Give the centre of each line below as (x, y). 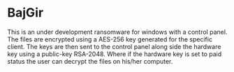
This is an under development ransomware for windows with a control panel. (117, 32)
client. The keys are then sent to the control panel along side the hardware (114, 46)
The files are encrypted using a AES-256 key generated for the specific (110, 39)
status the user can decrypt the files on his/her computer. (90, 61)
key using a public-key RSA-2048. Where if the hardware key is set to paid (115, 54)
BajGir (25, 13)
